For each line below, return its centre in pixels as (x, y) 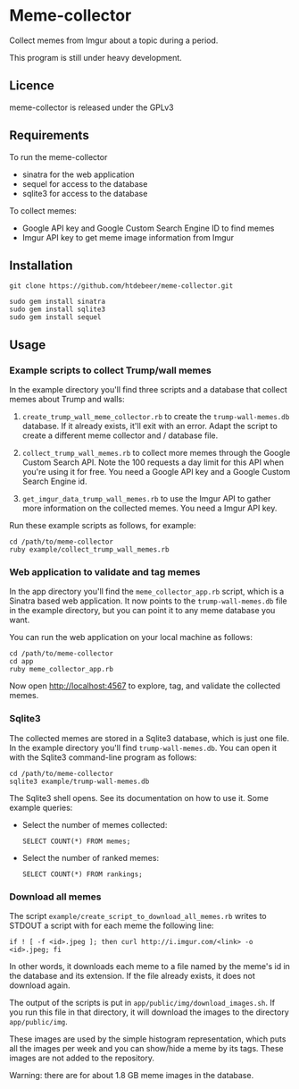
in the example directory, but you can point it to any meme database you (142, 611)
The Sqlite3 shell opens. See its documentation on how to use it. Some (139, 798)
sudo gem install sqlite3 (57, 309)
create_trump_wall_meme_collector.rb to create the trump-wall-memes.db (156, 417)
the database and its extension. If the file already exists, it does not (133, 975)
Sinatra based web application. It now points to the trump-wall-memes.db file (148, 601)
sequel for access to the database (85, 183)
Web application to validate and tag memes (105, 571)
